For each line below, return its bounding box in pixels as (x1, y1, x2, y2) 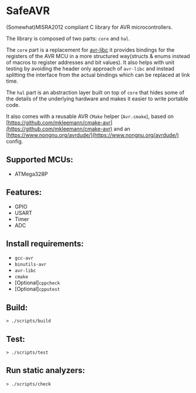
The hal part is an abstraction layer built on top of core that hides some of (6, 89, 185, 96)
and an (113, 125, 131, 132)
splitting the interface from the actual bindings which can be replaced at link (6, 71, 190, 78)
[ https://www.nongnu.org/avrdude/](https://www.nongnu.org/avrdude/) (6, 131, 179, 139)
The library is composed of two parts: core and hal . (6, 35, 131, 42)
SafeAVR (6, 4, 50, 18)
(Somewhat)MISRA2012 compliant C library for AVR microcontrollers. (6, 23, 173, 31)
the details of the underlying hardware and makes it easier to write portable (6, 95, 188, 102)
